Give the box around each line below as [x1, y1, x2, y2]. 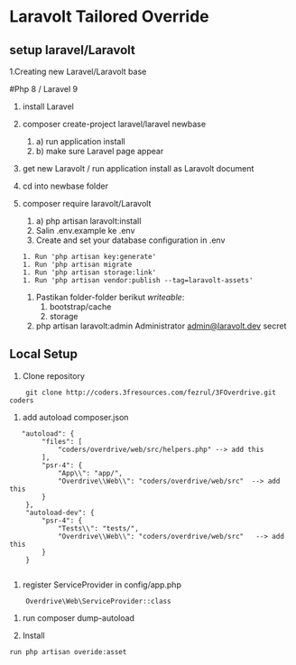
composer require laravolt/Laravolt [22, 199, 152, 208]
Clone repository [22, 370, 86, 381]
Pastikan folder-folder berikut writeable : [35, 291, 185, 302]
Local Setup [9, 346, 79, 362]
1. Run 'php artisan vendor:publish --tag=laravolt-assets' [22, 276, 254, 285]
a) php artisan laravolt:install [35, 216, 142, 226]
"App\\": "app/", [57, 468, 124, 477]
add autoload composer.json [22, 411, 129, 422]
